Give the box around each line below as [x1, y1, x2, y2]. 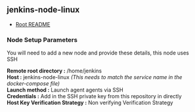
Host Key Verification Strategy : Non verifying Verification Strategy [7, 99, 174, 107]
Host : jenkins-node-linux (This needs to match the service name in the [7, 74, 182, 81]
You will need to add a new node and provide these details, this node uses [7, 49, 190, 56]
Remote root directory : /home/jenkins [7, 67, 102, 74]
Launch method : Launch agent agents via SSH [7, 86, 124, 93]
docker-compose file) [7, 80, 60, 87]
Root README [15, 20, 51, 28]
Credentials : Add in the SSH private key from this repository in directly [7, 93, 182, 100]
